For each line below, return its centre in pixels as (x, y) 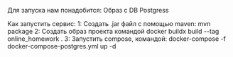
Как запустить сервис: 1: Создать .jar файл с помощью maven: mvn (109, 24)
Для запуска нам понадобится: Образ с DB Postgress (88, 10)
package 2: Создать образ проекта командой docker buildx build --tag (113, 31)
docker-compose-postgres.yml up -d (62, 46)
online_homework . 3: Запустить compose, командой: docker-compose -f (116, 39)
